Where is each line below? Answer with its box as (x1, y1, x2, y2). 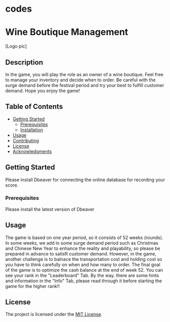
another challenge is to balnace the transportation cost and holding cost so (5, 256, 162, 262)
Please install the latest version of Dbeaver (5, 206, 95, 212)
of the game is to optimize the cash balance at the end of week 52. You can (5, 267, 163, 273)
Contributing (12, 137, 39, 143)
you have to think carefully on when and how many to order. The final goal (5, 261, 161, 268)
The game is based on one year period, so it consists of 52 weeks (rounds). (5, 235, 163, 241)
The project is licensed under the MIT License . (5, 311, 103, 317)
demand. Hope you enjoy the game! (5, 87, 80, 94)
